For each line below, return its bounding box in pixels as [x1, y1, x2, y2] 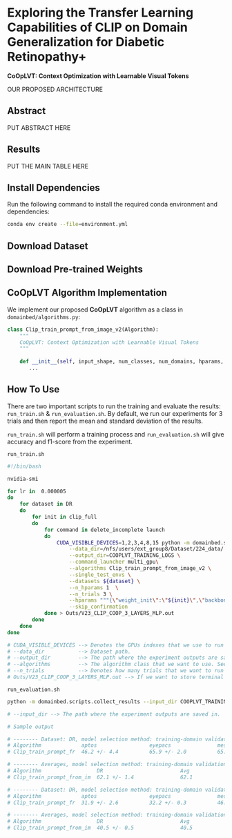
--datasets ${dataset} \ [68, 578, 140, 584]
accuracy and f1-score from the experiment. [7, 437, 133, 446]
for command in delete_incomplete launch [43, 526, 166, 533]
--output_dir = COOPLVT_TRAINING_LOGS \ [68, 552, 181, 559]
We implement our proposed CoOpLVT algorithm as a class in [7, 305, 183, 314]
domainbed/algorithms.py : [7, 312, 81, 321]
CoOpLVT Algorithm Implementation [7, 287, 168, 298]
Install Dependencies [7, 182, 100, 193]
